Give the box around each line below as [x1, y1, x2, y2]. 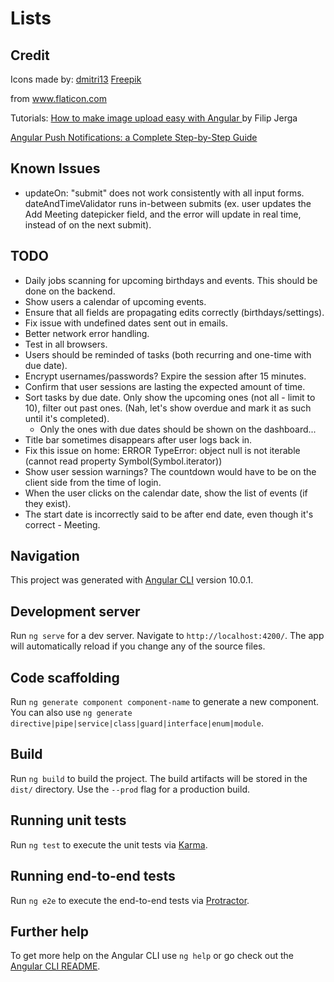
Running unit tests [10, 812, 127, 829]
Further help [10, 923, 90, 940]
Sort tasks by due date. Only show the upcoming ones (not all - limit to [24, 391, 316, 403]
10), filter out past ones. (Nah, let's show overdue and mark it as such [24, 402, 312, 414]
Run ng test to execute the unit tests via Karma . [10, 838, 208, 851]
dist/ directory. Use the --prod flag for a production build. [10, 783, 250, 795]
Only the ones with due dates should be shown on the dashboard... [39, 423, 317, 435]
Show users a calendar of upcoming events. [24, 295, 207, 307]
